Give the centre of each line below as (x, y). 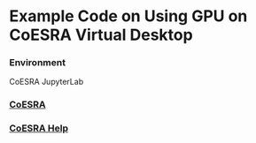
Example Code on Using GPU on (128, 16)
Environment (38, 63)
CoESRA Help (39, 128)
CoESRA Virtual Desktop (101, 35)
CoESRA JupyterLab (47, 82)
